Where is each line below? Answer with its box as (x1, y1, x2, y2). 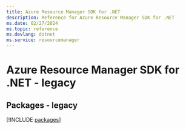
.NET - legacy (6, 76, 76, 90)
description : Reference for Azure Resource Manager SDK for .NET (6, 15, 174, 21)
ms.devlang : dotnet (6, 31, 56, 38)
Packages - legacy (6, 100, 78, 110)
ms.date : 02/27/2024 (6, 20, 59, 26)
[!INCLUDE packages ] (6, 116, 61, 123)
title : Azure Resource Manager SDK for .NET (6, 8, 121, 15)
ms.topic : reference (6, 25, 59, 32)
